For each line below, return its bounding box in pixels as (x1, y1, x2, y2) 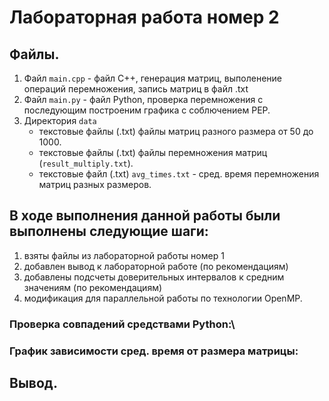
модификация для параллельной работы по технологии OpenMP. (23, 292, 303, 304)
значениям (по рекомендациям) (23, 281, 163, 293)
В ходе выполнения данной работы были (9, 207, 281, 225)
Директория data (23, 115, 97, 126)
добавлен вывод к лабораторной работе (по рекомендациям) (23, 260, 289, 272)
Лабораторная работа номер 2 (9, 6, 280, 29)
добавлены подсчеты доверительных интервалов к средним (23, 271, 285, 283)
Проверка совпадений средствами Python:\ (9, 317, 236, 331)
